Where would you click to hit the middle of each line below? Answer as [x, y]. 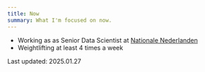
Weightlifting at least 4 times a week [70, 48]
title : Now [23, 14]
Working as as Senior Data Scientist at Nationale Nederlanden [107, 40]
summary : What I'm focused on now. [60, 20]
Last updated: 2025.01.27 [44, 61]
